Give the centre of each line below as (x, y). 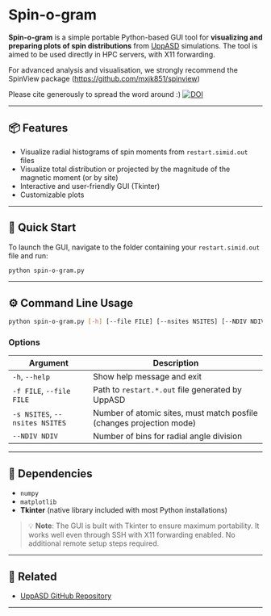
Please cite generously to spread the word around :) (95, 94)
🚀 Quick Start (42, 228)
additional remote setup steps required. (94, 543)
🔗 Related (33, 576)
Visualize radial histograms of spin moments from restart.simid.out (134, 152)
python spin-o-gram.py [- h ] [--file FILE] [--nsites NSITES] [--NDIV (128, 322)
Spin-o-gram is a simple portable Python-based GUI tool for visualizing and (135, 37)
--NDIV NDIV (35, 436)
